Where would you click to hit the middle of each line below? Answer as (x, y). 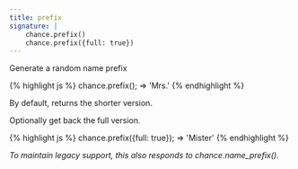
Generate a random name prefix (68, 68)
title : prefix (36, 18)
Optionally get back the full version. (75, 120)
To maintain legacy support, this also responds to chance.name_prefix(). (145, 156)
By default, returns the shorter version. (81, 103)
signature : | (34, 26)
